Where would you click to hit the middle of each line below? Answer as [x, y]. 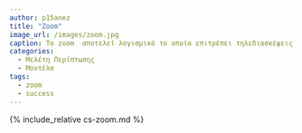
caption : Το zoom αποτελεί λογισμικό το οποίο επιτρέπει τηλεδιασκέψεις [151, 43]
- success [36, 93]
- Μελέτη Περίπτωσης [56, 60]
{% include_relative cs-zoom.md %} [77, 119]
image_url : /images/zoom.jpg [64, 34]
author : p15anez [40, 18]
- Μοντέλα [36, 69]
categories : [32, 52]
